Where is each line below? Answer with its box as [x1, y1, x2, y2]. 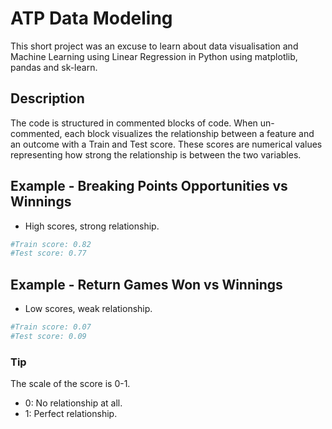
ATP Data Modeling [10, 7, 173, 30]
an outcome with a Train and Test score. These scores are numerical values [10, 138, 323, 150]
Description [10, 90, 85, 107]
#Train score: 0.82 [10, 239, 92, 249]
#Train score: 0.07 [10, 322, 92, 332]
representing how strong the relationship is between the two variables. [10, 148, 302, 161]
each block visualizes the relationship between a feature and [64, 127, 315, 139]
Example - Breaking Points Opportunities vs [10, 178, 288, 195]
